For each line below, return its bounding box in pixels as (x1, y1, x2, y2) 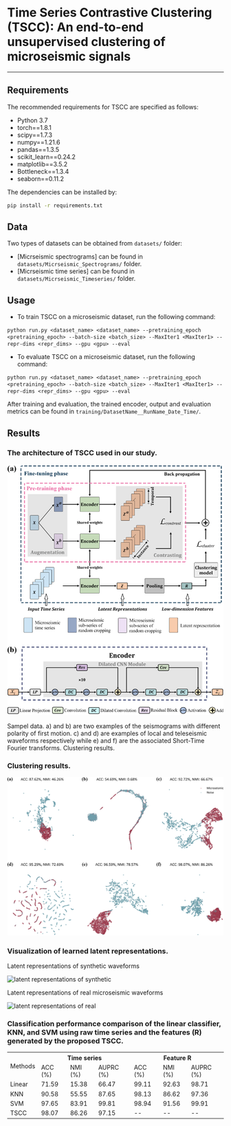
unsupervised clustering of (7, 34, 166, 50)
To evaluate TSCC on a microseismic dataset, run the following (16, 353, 196, 361)
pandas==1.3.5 (16, 145, 60, 153)
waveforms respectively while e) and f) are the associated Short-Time (7, 736, 205, 744)
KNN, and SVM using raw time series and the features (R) (7, 1027, 202, 1037)
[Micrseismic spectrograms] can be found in (16, 252, 143, 261)
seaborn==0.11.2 (16, 174, 64, 183)
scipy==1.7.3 (16, 131, 53, 139)
